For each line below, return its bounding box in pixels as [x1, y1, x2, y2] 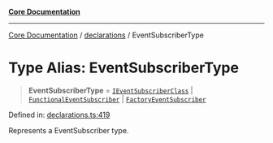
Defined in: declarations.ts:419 [8, 110, 110, 119]
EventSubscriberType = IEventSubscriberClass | [28, 85, 193, 95]
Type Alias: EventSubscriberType [8, 58, 240, 77]
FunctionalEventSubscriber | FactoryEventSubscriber [28, 93, 206, 104]
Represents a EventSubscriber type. [8, 125, 129, 135]
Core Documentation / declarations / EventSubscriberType [8, 30, 205, 40]
